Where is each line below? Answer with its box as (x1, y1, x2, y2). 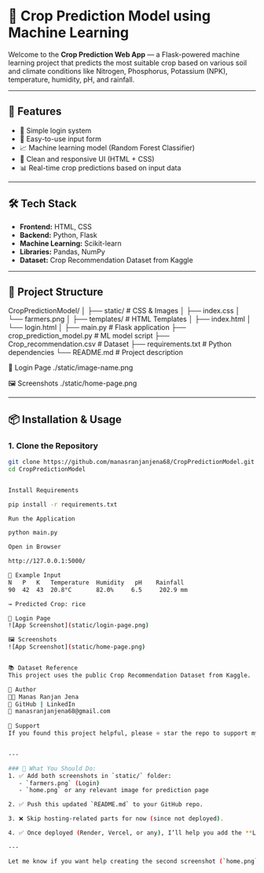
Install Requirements (8, 486, 79, 494)
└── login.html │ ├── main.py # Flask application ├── (8, 323, 186, 332)
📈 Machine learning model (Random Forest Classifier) (19, 143, 195, 152)
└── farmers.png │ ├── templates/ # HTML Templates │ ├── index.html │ (8, 314, 251, 324)
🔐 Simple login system (19, 126, 92, 135)
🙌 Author (8, 685, 37, 693)
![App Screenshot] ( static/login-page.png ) (8, 622, 149, 630)
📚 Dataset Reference (8, 664, 79, 672)
